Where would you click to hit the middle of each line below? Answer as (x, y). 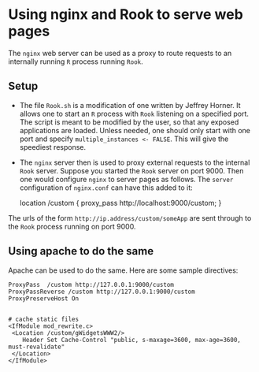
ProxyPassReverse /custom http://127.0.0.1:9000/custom (102, 292)
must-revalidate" (37, 347)
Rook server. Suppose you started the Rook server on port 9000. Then (131, 170)
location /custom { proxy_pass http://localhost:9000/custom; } (120, 203)
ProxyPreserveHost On (44, 298)
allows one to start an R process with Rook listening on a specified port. (134, 113)
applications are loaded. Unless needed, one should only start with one (135, 130)
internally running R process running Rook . (76, 61)
